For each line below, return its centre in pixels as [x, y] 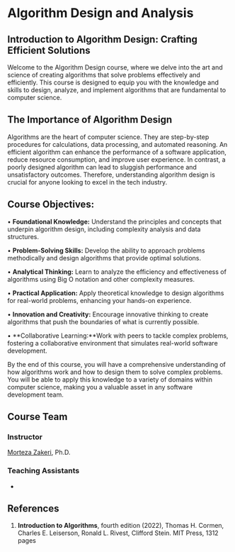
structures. [23, 236]
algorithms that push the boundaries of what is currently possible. [103, 321]
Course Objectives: [51, 205]
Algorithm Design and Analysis [101, 13]
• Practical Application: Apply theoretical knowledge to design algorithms [116, 293]
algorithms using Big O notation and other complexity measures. [101, 279]
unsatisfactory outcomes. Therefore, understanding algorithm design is [111, 175]
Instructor [25, 436]
